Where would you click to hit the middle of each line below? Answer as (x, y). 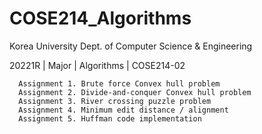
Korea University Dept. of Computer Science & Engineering (131, 46)
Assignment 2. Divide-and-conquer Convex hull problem (135, 92)
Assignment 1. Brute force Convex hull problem (119, 83)
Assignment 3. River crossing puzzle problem (115, 101)
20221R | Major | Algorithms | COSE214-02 (97, 65)
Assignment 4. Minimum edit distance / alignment (123, 110)
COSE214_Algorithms (100, 18)
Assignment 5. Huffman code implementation (110, 118)
